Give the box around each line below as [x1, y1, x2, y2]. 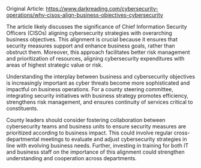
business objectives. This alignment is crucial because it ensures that [6, 36, 178, 43]
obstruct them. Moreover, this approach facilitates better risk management [6, 49, 190, 56]
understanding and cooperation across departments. [6, 155, 137, 161]
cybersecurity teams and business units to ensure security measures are [6, 123, 187, 130]
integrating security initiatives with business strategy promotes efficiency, [6, 92, 189, 99]
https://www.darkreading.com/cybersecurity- [46, 5, 158, 12]
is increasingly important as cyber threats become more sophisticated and [6, 79, 190, 86]
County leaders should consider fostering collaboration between [6, 116, 166, 124]
